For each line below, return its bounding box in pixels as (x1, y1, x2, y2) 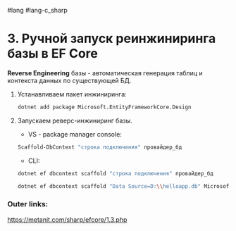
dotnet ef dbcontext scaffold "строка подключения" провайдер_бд (17, 170, 213, 177)
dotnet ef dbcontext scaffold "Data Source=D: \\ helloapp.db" (17, 182, 201, 189)
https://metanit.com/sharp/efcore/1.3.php (7, 215, 128, 224)
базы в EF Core (7, 46, 99, 62)
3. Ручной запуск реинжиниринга (7, 31, 216, 46)
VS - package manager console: (27, 130, 122, 138)
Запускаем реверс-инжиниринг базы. (17, 116, 132, 125)
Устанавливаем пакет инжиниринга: (17, 89, 127, 98)
